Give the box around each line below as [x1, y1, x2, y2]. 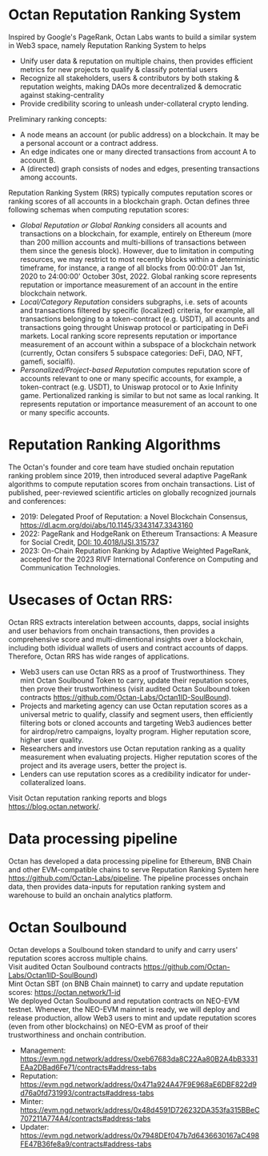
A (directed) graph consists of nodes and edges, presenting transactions [19, 163, 260, 173]
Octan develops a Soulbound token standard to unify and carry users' [8, 945, 238, 954]
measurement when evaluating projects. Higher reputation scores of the [19, 751, 258, 762]
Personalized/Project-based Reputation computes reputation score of [19, 365, 250, 374]
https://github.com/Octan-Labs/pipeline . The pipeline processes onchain [8, 873, 249, 883]
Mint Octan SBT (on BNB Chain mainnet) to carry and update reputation [8, 979, 244, 989]
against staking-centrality [19, 90, 105, 99]
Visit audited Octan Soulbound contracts [8, 961, 142, 971]
